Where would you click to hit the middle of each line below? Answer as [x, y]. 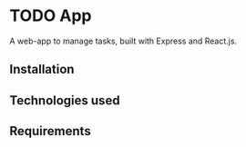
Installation [42, 69]
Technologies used [65, 100]
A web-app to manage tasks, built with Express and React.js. [123, 41]
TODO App [51, 16]
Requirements [50, 131]
